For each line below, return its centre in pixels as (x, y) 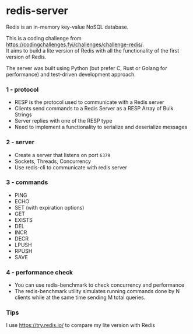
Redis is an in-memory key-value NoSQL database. (67, 27)
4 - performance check (40, 272)
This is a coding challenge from (44, 38)
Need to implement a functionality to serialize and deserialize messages (101, 127)
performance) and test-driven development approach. (71, 74)
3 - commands (27, 182)
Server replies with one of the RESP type (63, 121)
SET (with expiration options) (49, 207)
